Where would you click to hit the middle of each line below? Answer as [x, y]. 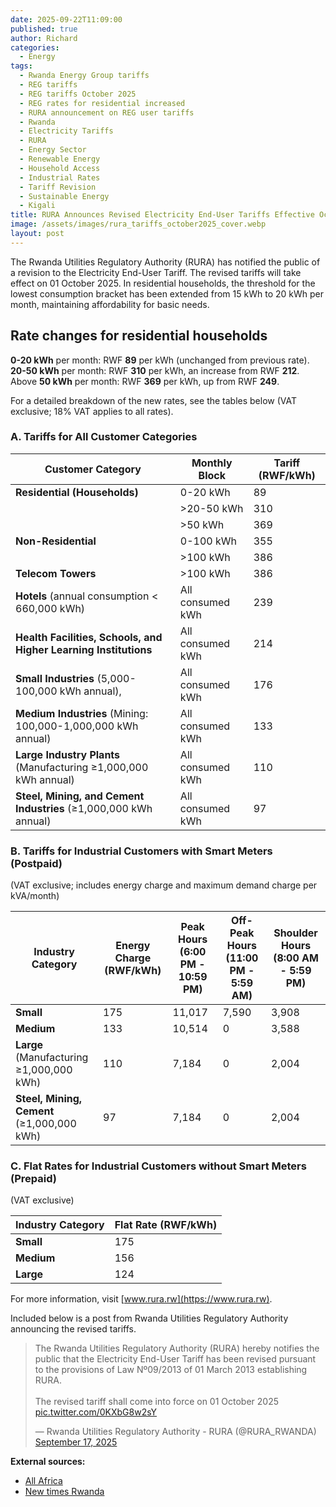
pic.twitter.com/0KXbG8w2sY [96, 1412]
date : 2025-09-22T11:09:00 [66, 19]
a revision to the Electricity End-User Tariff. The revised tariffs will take [156, 272]
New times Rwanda [64, 1492]
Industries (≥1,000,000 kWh [84, 808]
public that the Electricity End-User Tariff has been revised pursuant [175, 1359]
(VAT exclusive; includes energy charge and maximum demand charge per [164, 885]
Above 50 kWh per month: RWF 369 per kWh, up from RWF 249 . [145, 381]
